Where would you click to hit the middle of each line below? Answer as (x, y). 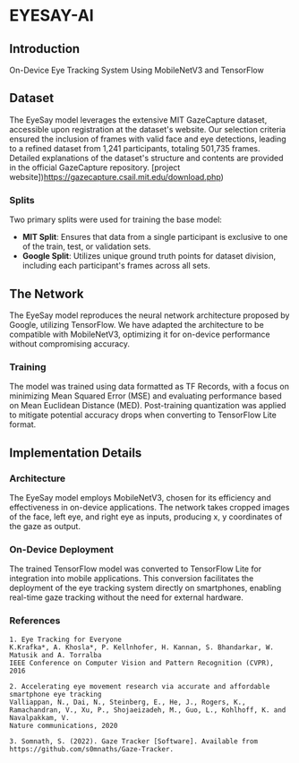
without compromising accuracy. (70, 343)
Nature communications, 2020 (64, 725)
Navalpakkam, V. (39, 717)
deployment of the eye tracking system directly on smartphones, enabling (145, 588)
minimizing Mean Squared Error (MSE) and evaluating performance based (145, 396)
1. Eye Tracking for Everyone (66, 639)
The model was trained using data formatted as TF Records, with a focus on (149, 387)
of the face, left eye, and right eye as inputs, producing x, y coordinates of (146, 517)
